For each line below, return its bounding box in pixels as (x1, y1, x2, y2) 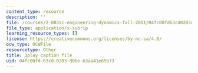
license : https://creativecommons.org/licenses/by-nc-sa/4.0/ (6, 36, 162, 42)
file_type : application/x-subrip (6, 25, 88, 31)
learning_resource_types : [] (6, 31, 78, 36)
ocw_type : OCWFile (6, 42, 51, 48)
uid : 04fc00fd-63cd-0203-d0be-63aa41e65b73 (6, 58, 115, 64)
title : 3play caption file (6, 52, 72, 58)
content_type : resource (6, 8, 65, 15)
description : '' (6, 14, 46, 20)
